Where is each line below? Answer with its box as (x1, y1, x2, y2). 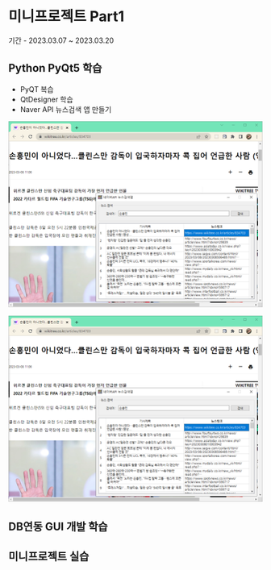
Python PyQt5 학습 (8, 61, 102, 75)
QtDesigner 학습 (19, 94, 74, 104)
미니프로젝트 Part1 (8, 7, 125, 26)
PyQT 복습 (19, 84, 54, 94)
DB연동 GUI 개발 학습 (8, 519, 108, 533)
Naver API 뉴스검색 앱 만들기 (19, 104, 112, 114)
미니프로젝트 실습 (8, 550, 90, 564)
